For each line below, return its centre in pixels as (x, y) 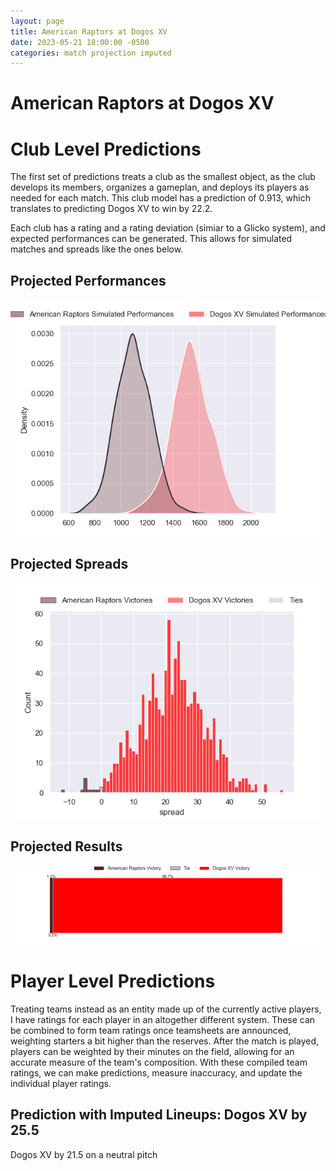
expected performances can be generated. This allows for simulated (151, 239)
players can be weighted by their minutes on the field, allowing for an (152, 1051)
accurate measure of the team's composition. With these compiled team (159, 1062)
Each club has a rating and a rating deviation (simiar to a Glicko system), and (168, 228)
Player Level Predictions (113, 981)
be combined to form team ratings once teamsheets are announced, (151, 1030)
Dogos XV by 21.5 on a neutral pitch (84, 1154)
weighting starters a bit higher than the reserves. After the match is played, (165, 1041)
